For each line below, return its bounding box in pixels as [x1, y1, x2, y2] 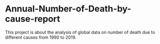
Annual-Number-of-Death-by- [5, 3, 132, 14]
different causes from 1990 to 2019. [5, 34, 77, 40]
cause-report [5, 13, 60, 24]
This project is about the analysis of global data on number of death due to [5, 29, 155, 35]
